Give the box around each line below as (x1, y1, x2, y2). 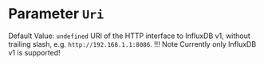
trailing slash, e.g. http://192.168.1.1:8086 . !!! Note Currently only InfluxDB (8, 39, 257, 48)
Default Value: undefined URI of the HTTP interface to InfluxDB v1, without (8, 31, 251, 40)
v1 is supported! (8, 48, 61, 57)
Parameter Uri (8, 5, 104, 23)
